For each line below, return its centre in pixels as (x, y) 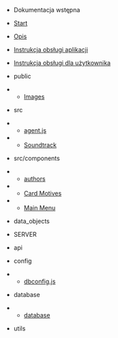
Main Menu (40, 208)
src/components (36, 158)
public (22, 76)
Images (34, 96)
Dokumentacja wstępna (47, 10)
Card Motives (43, 193)
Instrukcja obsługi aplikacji (51, 50)
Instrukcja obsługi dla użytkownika (62, 63)
